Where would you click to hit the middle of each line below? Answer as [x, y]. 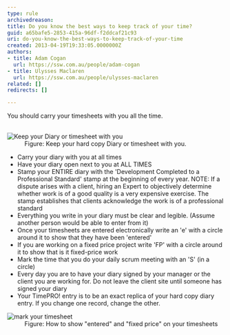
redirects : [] [28, 90]
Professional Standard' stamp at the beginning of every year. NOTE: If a [118, 179]
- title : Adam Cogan [37, 58]
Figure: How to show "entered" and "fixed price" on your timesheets [121, 324]
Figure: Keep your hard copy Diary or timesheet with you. [106, 144]
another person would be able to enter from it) [83, 223]
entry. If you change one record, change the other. [88, 303]
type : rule [23, 13]
